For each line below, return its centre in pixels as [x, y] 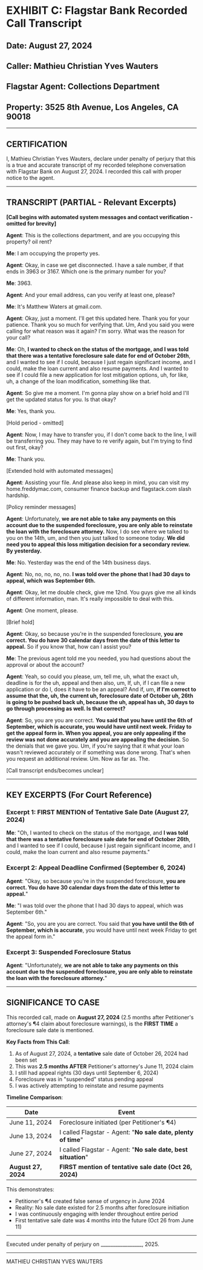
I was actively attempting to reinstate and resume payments [89, 1085]
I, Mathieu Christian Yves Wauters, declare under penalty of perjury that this [101, 158]
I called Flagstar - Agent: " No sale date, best [124, 1149]
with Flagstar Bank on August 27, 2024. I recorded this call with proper [94, 171]
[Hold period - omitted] [35, 423]
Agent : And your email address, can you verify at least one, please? [91, 295]
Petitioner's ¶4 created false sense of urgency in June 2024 [90, 1201]
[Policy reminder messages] [41, 507]
